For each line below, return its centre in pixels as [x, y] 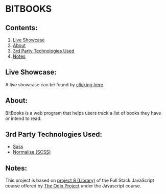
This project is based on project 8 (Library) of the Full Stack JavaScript [80, 180]
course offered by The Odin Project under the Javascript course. [73, 186]
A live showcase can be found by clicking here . [55, 84]
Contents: [21, 28]
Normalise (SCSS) [32, 152]
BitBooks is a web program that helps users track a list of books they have [83, 113]
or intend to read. [23, 118]
